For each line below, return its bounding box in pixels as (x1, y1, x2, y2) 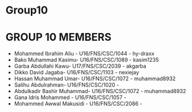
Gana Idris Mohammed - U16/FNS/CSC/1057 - (14, 94, 127, 101)
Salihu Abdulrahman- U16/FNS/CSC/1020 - (14, 81, 120, 88)
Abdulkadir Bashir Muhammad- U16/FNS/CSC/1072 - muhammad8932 (14, 88, 187, 95)
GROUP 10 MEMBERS (5, 31, 112, 44)
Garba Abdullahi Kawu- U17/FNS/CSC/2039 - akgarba (14, 62, 146, 70)
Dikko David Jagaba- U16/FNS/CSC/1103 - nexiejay (14, 69, 140, 76)
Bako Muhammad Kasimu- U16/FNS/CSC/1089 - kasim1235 (14, 57, 159, 64)
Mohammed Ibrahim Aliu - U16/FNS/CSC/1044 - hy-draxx (14, 50, 155, 57)
